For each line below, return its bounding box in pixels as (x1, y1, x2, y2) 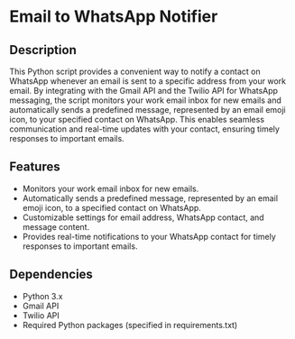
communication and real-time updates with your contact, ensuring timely (9, 124, 280, 134)
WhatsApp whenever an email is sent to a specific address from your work (9, 76, 287, 87)
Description (9, 42, 77, 58)
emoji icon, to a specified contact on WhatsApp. (22, 202, 201, 213)
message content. (22, 221, 90, 232)
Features (9, 160, 60, 175)
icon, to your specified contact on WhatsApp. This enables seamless (9, 115, 264, 124)
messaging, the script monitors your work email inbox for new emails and (9, 95, 281, 105)
